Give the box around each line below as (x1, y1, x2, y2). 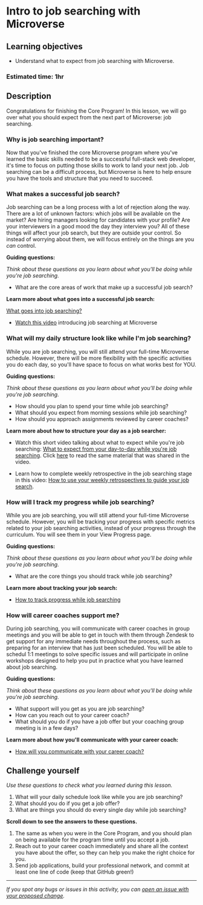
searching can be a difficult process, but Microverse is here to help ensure (6, 168, 192, 176)
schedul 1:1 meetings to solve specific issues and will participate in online (6, 651, 189, 658)
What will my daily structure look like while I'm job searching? (6, 334, 192, 343)
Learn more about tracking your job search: (6, 584, 118, 591)
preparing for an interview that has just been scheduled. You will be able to (6, 644, 193, 652)
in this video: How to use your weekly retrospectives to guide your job (14, 476, 189, 483)
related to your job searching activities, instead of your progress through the (6, 524, 196, 531)
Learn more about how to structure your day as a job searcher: (6, 427, 166, 434)
